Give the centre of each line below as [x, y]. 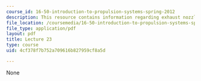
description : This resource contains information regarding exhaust [93, 17]
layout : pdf [21, 34]
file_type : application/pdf [41, 28]
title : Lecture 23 [29, 39]
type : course [22, 45]
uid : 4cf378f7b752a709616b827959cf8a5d [56, 51]
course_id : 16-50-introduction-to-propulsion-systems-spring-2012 [91, 12]
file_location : [25, 23]
